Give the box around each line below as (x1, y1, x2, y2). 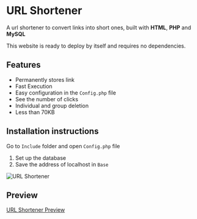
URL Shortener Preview (6, 206, 65, 214)
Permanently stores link (15, 76, 75, 83)
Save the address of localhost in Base (15, 160, 109, 168)
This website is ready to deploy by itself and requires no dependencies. (6, 42, 186, 49)
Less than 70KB (15, 108, 55, 116)
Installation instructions (6, 126, 99, 137)
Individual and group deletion (15, 102, 89, 109)
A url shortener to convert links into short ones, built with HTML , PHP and (6, 24, 192, 31)
